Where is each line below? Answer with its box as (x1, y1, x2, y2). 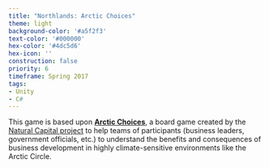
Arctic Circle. (8, 152, 52, 162)
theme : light (8, 19, 53, 28)
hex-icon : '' (8, 50, 53, 58)
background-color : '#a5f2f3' (8, 27, 107, 35)
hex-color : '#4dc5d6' (8, 42, 82, 50)
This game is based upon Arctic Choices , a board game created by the (8, 117, 246, 127)
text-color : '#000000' (8, 34, 85, 43)
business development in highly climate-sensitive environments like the (8, 143, 247, 153)
